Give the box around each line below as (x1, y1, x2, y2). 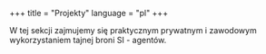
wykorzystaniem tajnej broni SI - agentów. (9, 35, 167, 45)
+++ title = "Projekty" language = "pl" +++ (9, 8, 169, 18)
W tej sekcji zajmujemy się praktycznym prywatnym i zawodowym (9, 25, 257, 35)
